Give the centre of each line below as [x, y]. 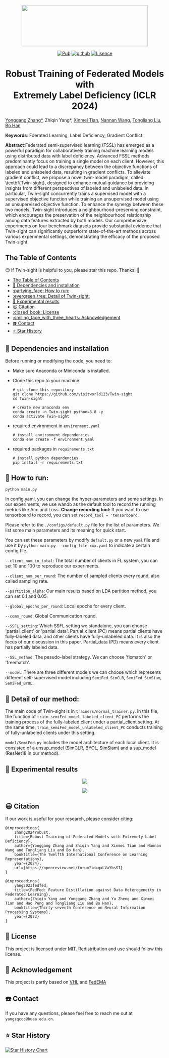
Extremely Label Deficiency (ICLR [85, 95]
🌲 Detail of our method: [42, 699]
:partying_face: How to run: [41, 291]
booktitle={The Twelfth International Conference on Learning [81, 854]
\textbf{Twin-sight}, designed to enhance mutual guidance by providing [80, 183]
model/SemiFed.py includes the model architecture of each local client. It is [82, 743]
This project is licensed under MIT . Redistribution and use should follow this [84, 949]
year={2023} [27, 916]
